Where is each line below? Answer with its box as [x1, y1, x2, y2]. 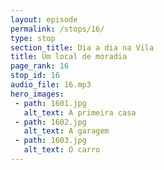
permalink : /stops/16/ [10, 24, 105, 34]
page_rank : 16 [10, 61, 70, 71]
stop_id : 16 [10, 71, 60, 81]
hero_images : [10, 89, 65, 99]
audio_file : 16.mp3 [10, 80, 92, 90]
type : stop [10, 33, 56, 43]
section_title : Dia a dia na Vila [10, 42, 155, 53]
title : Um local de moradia [10, 52, 128, 62]
